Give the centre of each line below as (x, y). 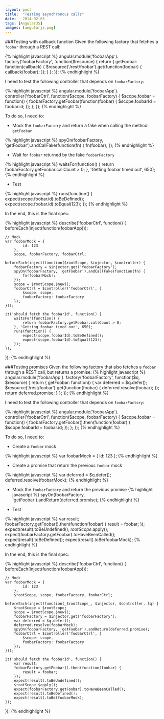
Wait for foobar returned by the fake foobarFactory (63, 155)
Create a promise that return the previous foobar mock (67, 466)
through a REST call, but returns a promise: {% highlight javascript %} (75, 372)
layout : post (18, 10)
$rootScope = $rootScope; (40, 608)
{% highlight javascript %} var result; (42, 519)
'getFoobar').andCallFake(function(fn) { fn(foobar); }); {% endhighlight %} (80, 145)
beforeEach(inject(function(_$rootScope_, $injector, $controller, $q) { (82, 604)
